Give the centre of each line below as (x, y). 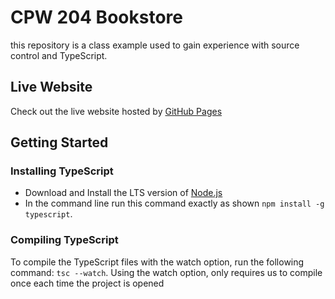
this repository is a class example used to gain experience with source (155, 45)
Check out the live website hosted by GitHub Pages (116, 111)
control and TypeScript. (59, 55)
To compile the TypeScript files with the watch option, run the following (157, 262)
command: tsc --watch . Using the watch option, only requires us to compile (166, 272)
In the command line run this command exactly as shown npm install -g (174, 203)
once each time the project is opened (87, 283)
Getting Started (59, 142)
